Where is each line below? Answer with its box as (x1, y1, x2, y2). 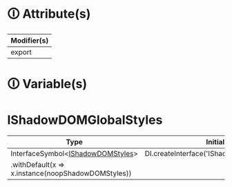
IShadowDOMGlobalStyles (7, 112, 163, 128)
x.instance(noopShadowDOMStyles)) (10, 168, 132, 178)
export (10, 47, 32, 56)
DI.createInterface (144, 149, 204, 159)
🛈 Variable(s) (7, 76, 88, 92)
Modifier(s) (10, 36, 49, 45)
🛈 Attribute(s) (7, 6, 91, 22)
